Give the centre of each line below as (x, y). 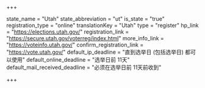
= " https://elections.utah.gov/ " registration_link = (68, 32)
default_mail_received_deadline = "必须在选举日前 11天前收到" (84, 67)
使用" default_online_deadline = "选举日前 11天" (70, 60)
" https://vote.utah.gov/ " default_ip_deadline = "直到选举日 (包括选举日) (95, 52)
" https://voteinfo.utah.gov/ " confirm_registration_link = (75, 45)
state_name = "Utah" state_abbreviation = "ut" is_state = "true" (85, 19)
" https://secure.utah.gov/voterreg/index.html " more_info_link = (85, 38)
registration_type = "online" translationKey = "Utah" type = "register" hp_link (103, 25)
